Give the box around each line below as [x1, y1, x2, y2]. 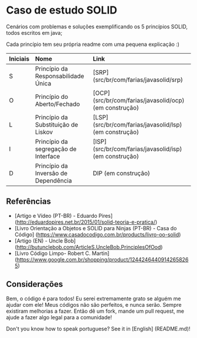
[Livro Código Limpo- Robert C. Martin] [14, 250, 110, 257]
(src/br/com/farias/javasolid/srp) [93, 75, 184, 84]
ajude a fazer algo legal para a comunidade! [6, 313, 113, 321]
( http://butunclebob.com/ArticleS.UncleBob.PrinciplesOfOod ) [14, 243, 163, 250]
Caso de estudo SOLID [6, 4, 117, 17]
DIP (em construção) [93, 169, 151, 177]
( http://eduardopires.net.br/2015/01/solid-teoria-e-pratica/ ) [14, 218, 158, 226]
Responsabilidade [35, 72, 84, 80]
